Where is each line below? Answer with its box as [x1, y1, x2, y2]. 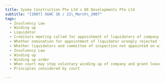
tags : [5, 16, 16, 21]
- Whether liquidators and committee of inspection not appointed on [9, 43, 155, 48]
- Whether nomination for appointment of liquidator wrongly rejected [9, 39, 157, 44]
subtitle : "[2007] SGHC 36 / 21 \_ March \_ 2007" [5, 12, 102, 17]
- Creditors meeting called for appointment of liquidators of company [9, 35, 160, 40]
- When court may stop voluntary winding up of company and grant [9, 62, 148, 66]
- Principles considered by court [9, 66, 80, 71]
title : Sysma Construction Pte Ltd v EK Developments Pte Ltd [5, 7, 135, 12]
